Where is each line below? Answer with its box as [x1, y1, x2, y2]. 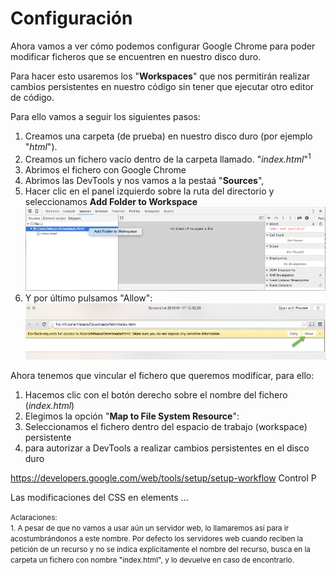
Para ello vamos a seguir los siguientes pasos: [10, 110, 201, 122]
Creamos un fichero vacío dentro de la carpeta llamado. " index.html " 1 [24, 151, 312, 165]
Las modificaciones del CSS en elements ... [10, 492, 189, 504]
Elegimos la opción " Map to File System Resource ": [24, 410, 240, 422]
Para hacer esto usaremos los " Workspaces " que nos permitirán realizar [10, 70, 311, 82]
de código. [10, 91, 55, 103]
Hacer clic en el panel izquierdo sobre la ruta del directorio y [24, 185, 275, 197]
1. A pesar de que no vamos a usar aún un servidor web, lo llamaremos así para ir [10, 523, 290, 534]
